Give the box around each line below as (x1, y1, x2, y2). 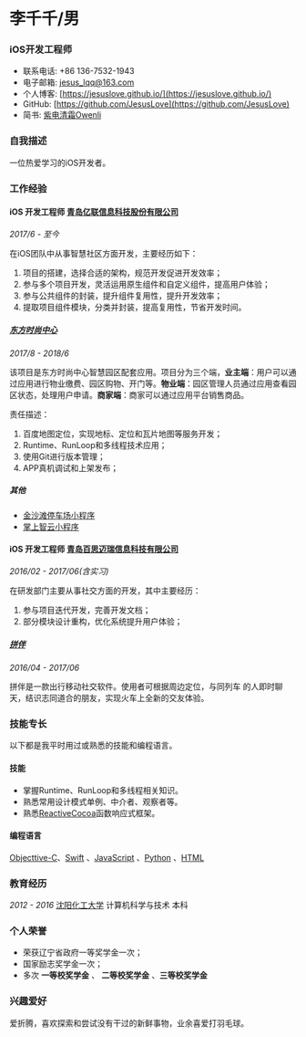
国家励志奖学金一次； (22, 958, 103, 969)
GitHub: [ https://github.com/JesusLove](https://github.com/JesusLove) (22, 99, 290, 110)
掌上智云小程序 (22, 521, 79, 532)
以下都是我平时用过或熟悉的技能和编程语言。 (9, 740, 178, 751)
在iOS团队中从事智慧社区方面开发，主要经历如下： (9, 247, 199, 258)
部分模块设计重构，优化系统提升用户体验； (22, 616, 183, 627)
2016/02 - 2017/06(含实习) (9, 566, 109, 577)
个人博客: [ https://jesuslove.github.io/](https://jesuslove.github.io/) (22, 89, 272, 100)
